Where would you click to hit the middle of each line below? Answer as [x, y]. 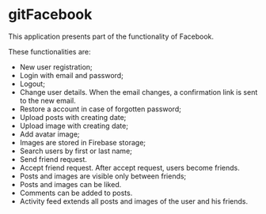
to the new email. [48, 100]
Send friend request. [53, 159]
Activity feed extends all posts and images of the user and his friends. [133, 201]
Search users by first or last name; [76, 151]
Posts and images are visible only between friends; [103, 176]
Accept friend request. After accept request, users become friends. [129, 167]
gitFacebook [50, 15]
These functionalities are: [49, 51]
